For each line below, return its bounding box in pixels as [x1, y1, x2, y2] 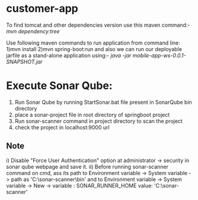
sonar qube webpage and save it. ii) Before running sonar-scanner [6, 163, 169, 170]
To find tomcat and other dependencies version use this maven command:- [6, 21, 190, 28]
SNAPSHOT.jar [6, 58, 43, 65]
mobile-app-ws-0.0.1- [132, 52, 186, 59]
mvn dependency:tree [6, 27, 60, 34]
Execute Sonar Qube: [6, 79, 113, 93]
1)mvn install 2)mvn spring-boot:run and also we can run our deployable [6, 45, 183, 52]
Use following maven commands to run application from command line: [6, 39, 180, 46]
